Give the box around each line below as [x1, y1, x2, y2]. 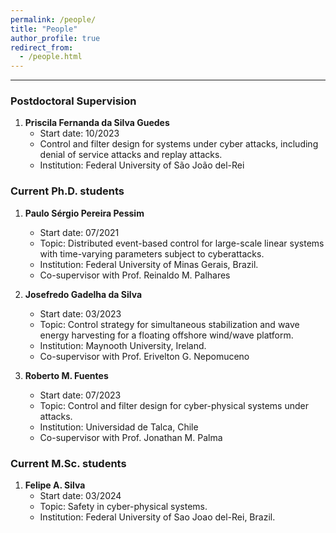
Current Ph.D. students [10, 184, 125, 198]
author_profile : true [10, 33, 101, 43]
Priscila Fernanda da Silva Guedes [24, 117, 170, 129]
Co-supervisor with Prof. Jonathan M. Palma [39, 431, 223, 443]
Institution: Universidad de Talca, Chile [39, 421, 199, 433]
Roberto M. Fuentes [24, 369, 109, 381]
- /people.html [19, 52, 83, 62]
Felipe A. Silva [24, 479, 86, 491]
